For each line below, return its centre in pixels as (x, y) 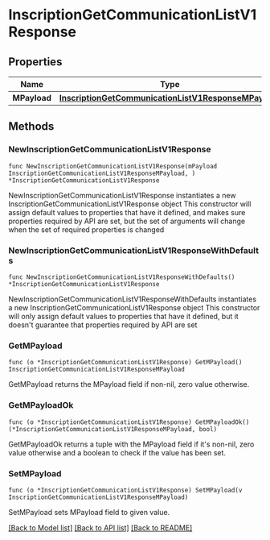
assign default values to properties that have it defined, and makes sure (127, 212)
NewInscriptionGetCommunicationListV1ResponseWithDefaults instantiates (133, 299)
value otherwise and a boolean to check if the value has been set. (117, 452)
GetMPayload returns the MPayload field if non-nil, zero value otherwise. (129, 384)
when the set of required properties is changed (86, 229)
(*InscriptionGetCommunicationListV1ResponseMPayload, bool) (113, 429)
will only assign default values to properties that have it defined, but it (123, 316)
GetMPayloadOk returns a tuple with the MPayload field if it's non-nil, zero (131, 444)
